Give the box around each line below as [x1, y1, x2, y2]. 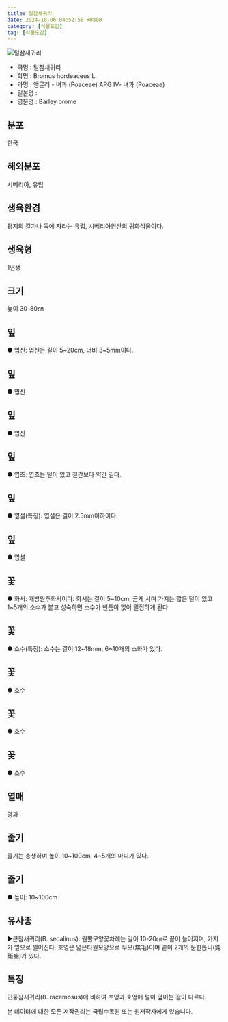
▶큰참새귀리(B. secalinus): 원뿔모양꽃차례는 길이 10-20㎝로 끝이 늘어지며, [7, 934, 206, 943]
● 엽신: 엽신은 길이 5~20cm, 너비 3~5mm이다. [7, 346, 134, 355]
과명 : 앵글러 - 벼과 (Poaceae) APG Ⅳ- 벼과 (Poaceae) [16, 80, 165, 89]
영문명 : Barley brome [16, 97, 77, 106]
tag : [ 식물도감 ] [7, 29, 48, 36]
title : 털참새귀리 [7, 10, 53, 17]
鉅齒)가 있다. [7, 951, 42, 960]
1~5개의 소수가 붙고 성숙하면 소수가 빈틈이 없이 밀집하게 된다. [7, 603, 170, 611]
